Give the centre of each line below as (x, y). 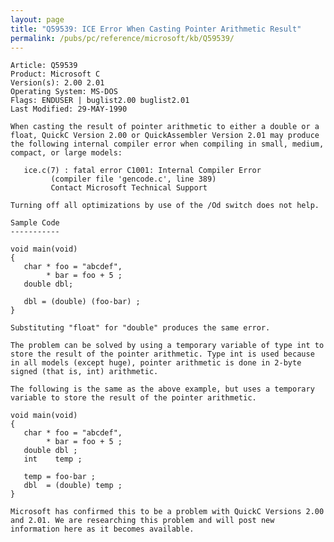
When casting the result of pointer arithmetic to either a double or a (165, 127)
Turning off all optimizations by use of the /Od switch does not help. (165, 206)
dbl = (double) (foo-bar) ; (82, 302)
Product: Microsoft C (55, 74)
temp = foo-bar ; (60, 477)
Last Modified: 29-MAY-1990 (69, 109)
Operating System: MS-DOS (64, 92)
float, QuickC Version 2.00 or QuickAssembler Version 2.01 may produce (165, 136)
